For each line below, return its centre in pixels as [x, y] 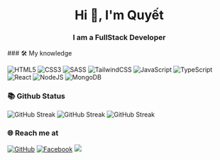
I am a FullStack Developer [119, 38]
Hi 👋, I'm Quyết [119, 15]
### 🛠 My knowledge [40, 53]
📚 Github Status [36, 96]
